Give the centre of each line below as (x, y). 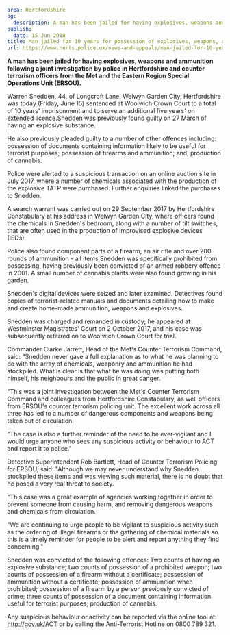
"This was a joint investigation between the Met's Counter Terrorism (103, 392)
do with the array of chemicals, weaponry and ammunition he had (100, 364)
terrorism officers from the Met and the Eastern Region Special (98, 76)
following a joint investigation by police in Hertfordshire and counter (106, 69)
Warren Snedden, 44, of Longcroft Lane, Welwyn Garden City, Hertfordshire (114, 97)
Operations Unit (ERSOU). (44, 83)
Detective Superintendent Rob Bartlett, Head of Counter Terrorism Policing (112, 462)
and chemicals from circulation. (51, 512)
